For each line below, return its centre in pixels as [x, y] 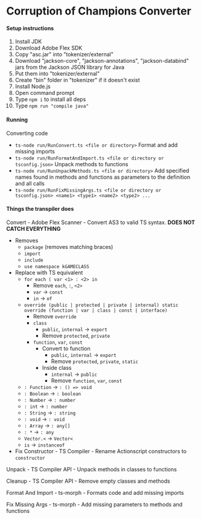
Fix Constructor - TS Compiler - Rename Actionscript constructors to [101, 451]
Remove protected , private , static [95, 361]
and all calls [30, 183]
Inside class [57, 367]
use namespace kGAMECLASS [56, 266]
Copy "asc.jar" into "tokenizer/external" [64, 54]
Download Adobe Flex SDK [49, 48]
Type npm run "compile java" [52, 106]
